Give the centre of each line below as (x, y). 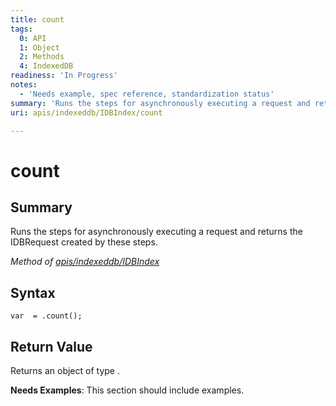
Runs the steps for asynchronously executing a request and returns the (156, 232)
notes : (24, 85)
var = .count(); (46, 316)
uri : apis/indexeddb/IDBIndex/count (86, 112)
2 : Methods (42, 57)
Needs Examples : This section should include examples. (127, 390)
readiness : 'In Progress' (64, 76)
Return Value (51, 346)
